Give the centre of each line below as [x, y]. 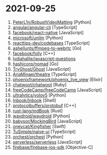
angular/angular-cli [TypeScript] [45, 27]
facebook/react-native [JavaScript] [48, 32]
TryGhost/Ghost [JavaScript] [42, 69]
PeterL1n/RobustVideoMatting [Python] [52, 22]
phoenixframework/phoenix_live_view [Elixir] [57, 79]
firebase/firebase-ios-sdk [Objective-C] [53, 147]
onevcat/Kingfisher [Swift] [39, 126]
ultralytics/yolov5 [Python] [39, 95]
